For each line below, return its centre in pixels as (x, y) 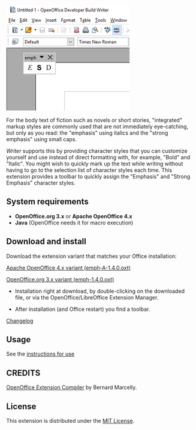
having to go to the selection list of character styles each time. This (89, 170)
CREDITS (23, 373)
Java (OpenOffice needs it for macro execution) (74, 223)
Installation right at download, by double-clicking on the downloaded (99, 291)
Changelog (20, 321)
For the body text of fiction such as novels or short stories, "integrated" (94, 120)
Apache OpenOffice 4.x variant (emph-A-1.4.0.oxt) (68, 268)
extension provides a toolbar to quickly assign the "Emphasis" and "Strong (98, 177)
